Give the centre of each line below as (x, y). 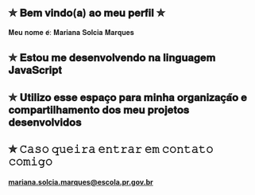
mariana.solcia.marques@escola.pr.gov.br (81, 181)
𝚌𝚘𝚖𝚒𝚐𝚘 (31, 161)
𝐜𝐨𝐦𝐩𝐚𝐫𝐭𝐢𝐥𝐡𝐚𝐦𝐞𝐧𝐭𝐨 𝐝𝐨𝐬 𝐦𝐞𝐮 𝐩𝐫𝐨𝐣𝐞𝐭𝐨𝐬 (99, 109)
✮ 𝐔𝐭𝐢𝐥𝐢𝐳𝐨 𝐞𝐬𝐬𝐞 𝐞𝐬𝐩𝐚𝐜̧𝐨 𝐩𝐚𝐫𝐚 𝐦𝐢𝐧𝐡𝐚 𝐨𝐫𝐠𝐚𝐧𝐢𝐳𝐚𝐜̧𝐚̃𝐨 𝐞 (128, 97)
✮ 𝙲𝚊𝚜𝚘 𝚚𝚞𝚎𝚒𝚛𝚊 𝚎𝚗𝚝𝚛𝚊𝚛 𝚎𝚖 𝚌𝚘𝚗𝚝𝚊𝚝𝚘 (111, 149)
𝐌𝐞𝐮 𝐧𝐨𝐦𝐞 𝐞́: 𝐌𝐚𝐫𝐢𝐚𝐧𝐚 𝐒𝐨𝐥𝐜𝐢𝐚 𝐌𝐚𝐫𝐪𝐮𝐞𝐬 (71, 32)
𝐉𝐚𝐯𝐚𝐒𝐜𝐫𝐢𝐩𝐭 (35, 70)
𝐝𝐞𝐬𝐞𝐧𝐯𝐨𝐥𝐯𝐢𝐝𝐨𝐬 (45, 122)
